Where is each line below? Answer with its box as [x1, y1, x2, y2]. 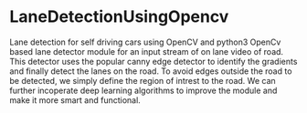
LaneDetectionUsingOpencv [9, 6, 229, 27]
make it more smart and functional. [9, 94, 142, 106]
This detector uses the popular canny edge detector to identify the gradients [9, 56, 298, 67]
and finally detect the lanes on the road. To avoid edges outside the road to [9, 66, 292, 77]
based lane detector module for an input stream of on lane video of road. [9, 46, 284, 56]
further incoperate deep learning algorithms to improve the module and [9, 85, 278, 96]
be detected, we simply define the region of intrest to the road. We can [9, 75, 276, 86]
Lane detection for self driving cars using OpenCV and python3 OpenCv [9, 36, 281, 47]
